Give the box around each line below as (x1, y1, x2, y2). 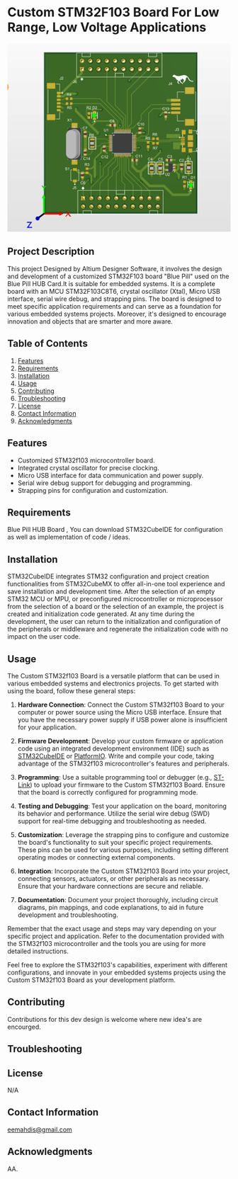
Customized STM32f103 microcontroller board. (17, 456, 155, 465)
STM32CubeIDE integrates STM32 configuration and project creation (7, 572, 210, 581)
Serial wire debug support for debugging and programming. (17, 479, 193, 487)
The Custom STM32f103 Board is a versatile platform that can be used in (7, 671, 220, 680)
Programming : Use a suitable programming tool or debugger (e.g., (17, 773, 212, 781)
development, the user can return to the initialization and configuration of (7, 617, 221, 626)
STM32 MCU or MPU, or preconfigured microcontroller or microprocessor (7, 595, 223, 603)
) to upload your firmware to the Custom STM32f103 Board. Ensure (30, 780, 225, 789)
